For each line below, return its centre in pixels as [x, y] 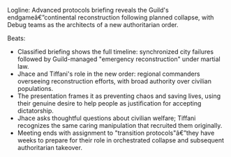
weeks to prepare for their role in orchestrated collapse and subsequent [121, 140]
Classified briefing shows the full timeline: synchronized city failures [115, 52]
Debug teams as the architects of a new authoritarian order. [93, 25]
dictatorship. [36, 111]
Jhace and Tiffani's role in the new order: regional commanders [109, 74]
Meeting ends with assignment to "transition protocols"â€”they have [116, 133]
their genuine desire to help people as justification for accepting [109, 103]
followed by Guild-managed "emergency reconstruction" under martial [119, 59]
